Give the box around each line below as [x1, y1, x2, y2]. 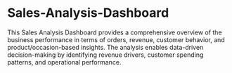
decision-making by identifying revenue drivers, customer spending [7, 51, 204, 59]
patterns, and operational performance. [7, 58, 122, 66]
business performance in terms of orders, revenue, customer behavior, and [7, 35, 225, 44]
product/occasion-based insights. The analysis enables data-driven [7, 43, 204, 51]
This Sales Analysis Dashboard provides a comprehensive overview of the [7, 28, 223, 36]
